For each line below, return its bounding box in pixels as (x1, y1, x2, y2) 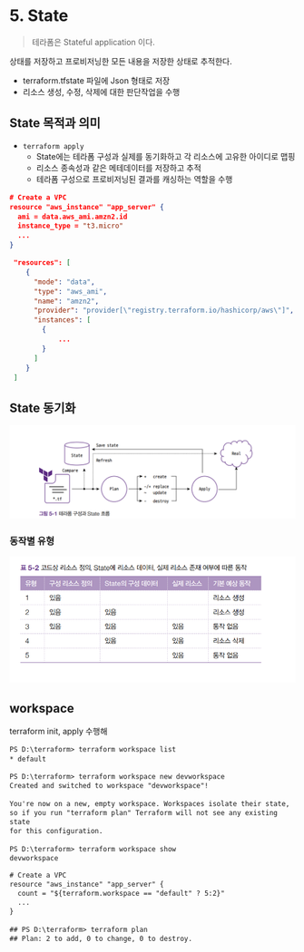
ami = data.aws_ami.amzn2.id (17, 212, 128, 221)
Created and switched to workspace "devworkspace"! (9, 781, 209, 790)
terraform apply (22, 141, 84, 151)
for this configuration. (9, 826, 103, 835)
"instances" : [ (33, 316, 92, 325)
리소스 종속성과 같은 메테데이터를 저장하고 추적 (35, 162, 201, 173)
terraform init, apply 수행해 (9, 726, 108, 737)
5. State (9, 5, 69, 26)
